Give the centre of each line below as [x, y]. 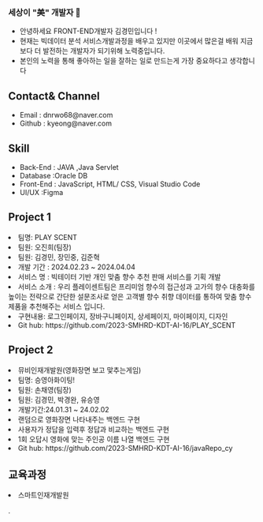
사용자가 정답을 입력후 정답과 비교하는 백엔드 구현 [94, 429]
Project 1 [30, 218]
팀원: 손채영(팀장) [45, 389]
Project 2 [31, 350]
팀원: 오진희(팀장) [45, 247]
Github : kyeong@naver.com [66, 123]
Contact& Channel [54, 96]
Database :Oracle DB [54, 175]
